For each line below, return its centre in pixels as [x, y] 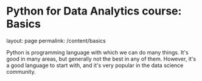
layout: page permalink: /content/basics [56, 40]
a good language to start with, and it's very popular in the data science [95, 65]
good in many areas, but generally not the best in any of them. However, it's [101, 59]
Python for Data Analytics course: [94, 11]
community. [21, 71]
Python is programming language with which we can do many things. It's [97, 52]
